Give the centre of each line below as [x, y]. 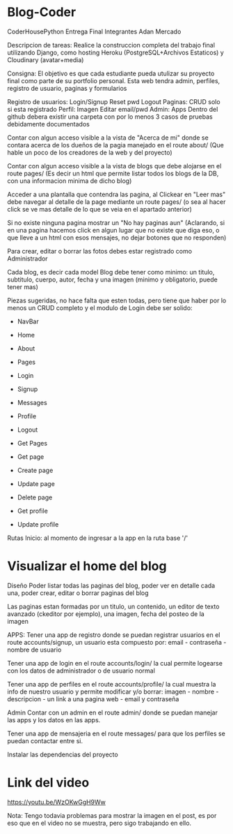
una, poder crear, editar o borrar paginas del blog [78, 593]
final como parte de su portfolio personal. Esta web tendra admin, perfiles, [114, 80]
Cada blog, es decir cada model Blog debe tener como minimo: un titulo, [111, 272]
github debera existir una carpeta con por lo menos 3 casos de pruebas [110, 117]
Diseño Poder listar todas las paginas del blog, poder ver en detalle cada [111, 585]
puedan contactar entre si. [45, 740]
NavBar [28, 321]
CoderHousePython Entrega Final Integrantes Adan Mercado [94, 31]
